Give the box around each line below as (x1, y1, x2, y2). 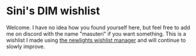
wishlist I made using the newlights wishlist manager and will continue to (6, 36, 186, 43)
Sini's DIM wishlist (6, 4, 100, 18)
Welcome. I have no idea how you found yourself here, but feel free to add (6, 24, 191, 31)
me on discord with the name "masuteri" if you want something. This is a (6, 30, 186, 37)
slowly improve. (6, 43, 45, 50)
